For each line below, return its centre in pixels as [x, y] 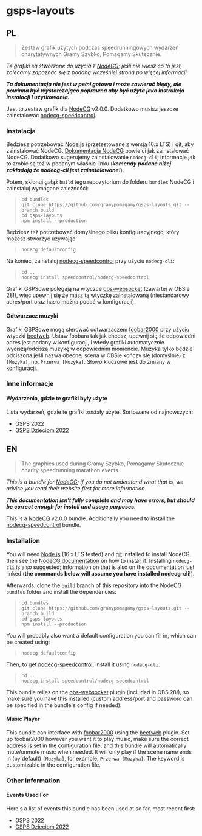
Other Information [33, 781]
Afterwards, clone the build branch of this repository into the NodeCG [94, 585]
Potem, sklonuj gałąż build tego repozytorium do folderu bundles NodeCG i [100, 182]
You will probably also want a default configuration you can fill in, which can [101, 635]
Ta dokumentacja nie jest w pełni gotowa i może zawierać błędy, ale [94, 84]
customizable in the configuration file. [54, 765]
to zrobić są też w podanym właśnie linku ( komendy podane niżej [89, 164]
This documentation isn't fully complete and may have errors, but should [101, 500]
